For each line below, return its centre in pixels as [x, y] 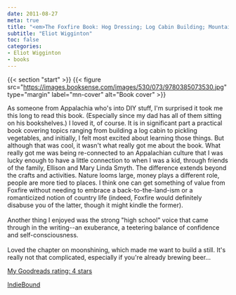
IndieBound [24, 284]
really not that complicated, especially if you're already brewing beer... [109, 257]
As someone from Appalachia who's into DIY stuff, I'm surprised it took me [115, 108]
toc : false [23, 40]
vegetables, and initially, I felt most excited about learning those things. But [116, 138]
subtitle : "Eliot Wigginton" [50, 33]
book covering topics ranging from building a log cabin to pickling [103, 130]
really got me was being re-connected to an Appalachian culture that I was [115, 152]
